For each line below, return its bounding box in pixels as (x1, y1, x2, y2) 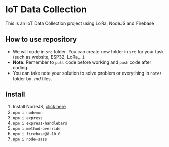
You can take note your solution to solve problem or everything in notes (12, 70, 162, 76)
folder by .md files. (12, 75, 52, 82)
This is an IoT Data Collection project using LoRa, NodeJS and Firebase (5, 20, 154, 26)
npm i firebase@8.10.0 (12, 131, 61, 136)
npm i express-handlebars (12, 121, 67, 126)
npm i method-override (12, 126, 61, 131)
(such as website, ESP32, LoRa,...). (12, 54, 86, 60)
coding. (12, 64, 29, 70)
